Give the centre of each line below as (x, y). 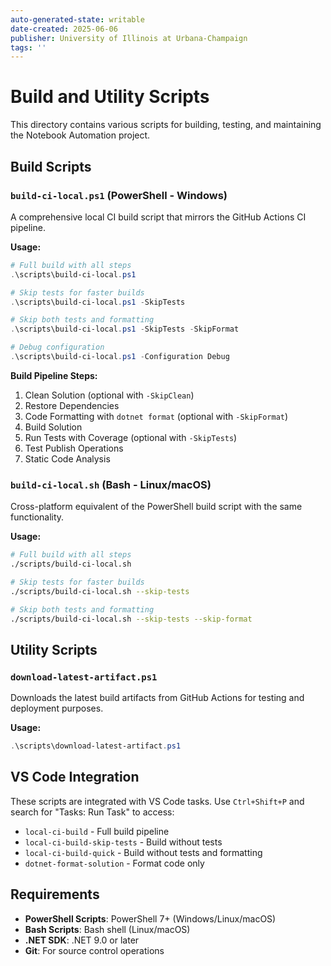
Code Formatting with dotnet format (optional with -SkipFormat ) (156, 416)
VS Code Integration (75, 777)
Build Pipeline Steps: (54, 375)
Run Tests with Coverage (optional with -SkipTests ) (131, 437)
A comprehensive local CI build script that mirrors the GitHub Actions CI (158, 217)
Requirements (55, 894)
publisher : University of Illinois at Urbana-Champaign (129, 38)
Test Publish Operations (74, 448)
